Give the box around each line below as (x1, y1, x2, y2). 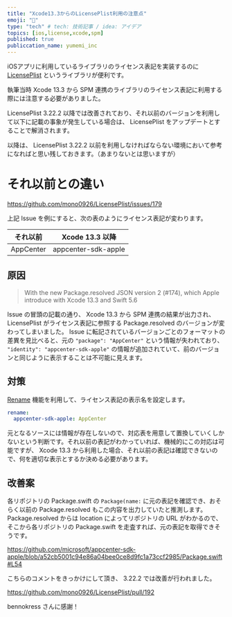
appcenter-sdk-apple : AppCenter (13, 415, 107, 422)
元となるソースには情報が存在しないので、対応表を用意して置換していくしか (7, 429, 225, 437)
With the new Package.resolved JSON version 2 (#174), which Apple (24, 288, 220, 296)
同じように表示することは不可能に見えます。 (19, 353, 147, 361)
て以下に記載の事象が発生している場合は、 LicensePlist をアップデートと (7, 118, 215, 125)
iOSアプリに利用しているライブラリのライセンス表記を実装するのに (7, 62, 199, 70)
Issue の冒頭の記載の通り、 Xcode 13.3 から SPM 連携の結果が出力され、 (7, 310, 215, 319)
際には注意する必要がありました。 (7, 94, 105, 102)
